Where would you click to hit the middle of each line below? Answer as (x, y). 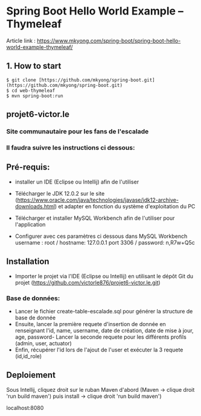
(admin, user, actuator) (43, 343)
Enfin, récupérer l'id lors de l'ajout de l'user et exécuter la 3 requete (99, 350)
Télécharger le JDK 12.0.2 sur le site (60, 193)
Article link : (21, 40)
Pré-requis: (28, 167)
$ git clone (21, 80)
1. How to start (34, 66)
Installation (28, 262)
